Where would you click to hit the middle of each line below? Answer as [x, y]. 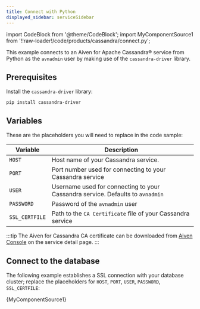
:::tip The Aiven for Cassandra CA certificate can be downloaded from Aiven [99, 236]
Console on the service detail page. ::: [53, 242]
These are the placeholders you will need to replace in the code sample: [95, 135]
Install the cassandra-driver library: [49, 92]
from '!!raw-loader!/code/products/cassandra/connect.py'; [78, 41]
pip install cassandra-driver [44, 103]
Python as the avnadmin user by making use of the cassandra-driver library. [98, 58]
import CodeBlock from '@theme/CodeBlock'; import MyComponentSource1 [100, 34]
